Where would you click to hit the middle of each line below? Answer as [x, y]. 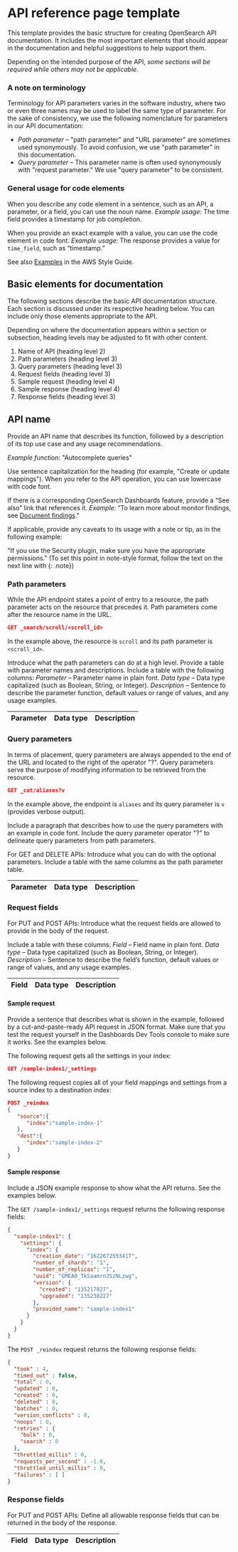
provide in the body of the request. [58, 931]
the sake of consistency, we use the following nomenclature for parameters [118, 118]
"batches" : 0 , [36, 1408]
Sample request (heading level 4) [66, 381]
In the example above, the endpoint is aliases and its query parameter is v [116, 804]
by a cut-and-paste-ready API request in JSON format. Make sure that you [117, 1027]
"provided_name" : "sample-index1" [84, 1309]
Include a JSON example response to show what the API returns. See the [114, 1188]
